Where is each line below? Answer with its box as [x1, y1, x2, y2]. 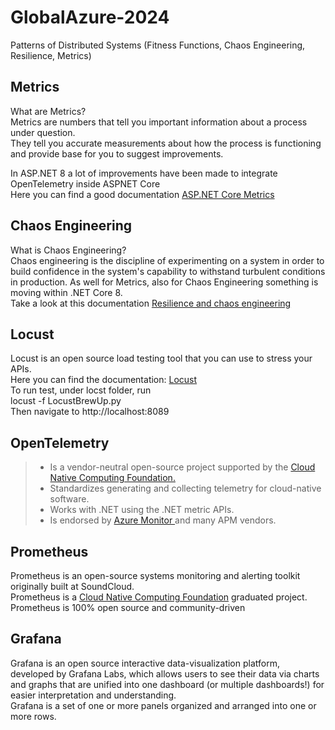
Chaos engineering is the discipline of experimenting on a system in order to [10, 254, 325, 266]
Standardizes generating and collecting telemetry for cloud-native [49, 482, 322, 495]
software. [49, 493, 90, 505]
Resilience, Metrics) [10, 49, 92, 61]
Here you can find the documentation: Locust [10, 374, 198, 386]
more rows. [10, 710, 57, 722]
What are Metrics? [10, 105, 87, 117]
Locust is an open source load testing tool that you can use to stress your [10, 352, 313, 365]
